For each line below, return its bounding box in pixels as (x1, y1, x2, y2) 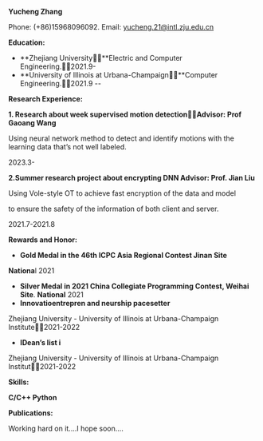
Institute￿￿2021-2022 (8, 323, 80, 332)
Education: (8, 38, 45, 47)
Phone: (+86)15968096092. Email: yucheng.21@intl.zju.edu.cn (8, 22, 214, 31)
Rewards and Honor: (8, 235, 78, 244)
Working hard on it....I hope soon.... (8, 423, 124, 433)
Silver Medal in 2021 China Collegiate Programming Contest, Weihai (19, 281, 249, 291)
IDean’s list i (19, 338, 61, 347)
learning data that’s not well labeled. (8, 142, 127, 151)
